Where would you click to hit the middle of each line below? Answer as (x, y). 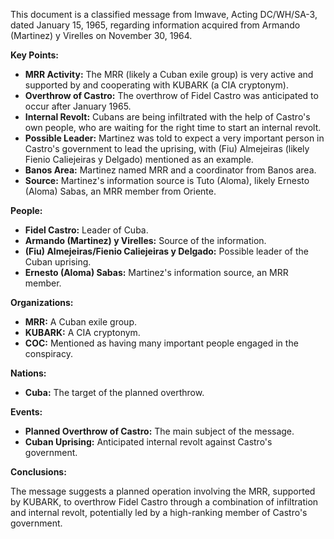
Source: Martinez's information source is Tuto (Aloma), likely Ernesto (167, 180)
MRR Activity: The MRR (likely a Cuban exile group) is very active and (169, 74)
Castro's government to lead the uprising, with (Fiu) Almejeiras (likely (167, 148)
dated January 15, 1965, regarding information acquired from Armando (155, 25)
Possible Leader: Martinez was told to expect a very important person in (174, 138)
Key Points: (34, 55)
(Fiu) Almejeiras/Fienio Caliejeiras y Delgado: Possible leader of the (167, 251)
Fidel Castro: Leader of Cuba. (86, 230)
